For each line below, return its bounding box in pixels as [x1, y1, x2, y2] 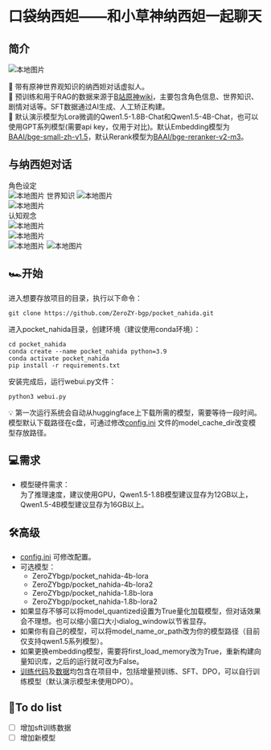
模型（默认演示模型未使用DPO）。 [27, 677, 138, 686]
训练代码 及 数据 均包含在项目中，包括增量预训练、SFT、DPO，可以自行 [19, 666, 253, 676]
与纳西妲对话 [8, 158, 72, 171]
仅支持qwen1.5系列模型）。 [19, 637, 108, 646]
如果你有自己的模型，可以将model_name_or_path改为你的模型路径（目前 [19, 626, 261, 636]
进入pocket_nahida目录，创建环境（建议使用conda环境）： [8, 324, 201, 334]
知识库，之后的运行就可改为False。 [27, 657, 144, 666]
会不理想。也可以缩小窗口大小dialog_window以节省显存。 [19, 617, 211, 626]
